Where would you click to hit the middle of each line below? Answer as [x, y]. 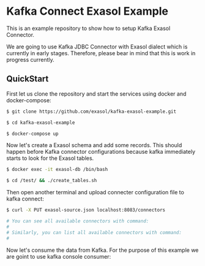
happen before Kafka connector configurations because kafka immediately [101, 152]
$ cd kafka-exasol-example [41, 123]
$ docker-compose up [33, 134]
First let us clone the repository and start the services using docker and [96, 94]
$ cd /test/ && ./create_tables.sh [52, 181]
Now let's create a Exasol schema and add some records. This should [94, 145]
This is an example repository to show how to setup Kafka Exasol [88, 28]
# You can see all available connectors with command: [78, 221]
